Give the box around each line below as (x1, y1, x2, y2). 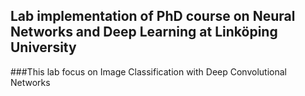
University (10, 39, 77, 56)
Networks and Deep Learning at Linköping (10, 24, 278, 41)
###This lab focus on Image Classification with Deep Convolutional (10, 65, 287, 78)
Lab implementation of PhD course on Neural (10, 8, 296, 25)
